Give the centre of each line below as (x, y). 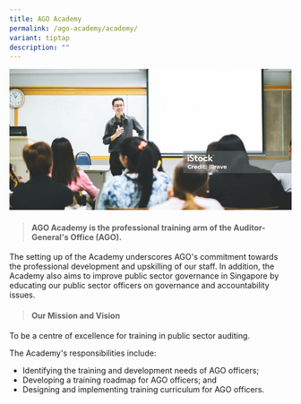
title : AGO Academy (46, 19)
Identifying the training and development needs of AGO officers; (141, 370)
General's (50, 236)
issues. (22, 295)
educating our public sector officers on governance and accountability (140, 286)
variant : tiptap (39, 38)
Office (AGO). (96, 236)
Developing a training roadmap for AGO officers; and (120, 380)
